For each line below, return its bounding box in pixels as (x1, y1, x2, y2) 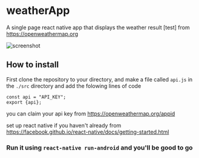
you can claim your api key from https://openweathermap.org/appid (6, 110, 175, 117)
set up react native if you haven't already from (6, 122, 122, 129)
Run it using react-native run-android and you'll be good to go (6, 143, 193, 152)
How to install (6, 60, 59, 70)
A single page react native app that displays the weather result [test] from (6, 24, 190, 31)
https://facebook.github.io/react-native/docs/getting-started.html (6, 128, 169, 136)
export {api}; (6, 99, 42, 105)
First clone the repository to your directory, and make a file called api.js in (6, 75, 193, 83)
